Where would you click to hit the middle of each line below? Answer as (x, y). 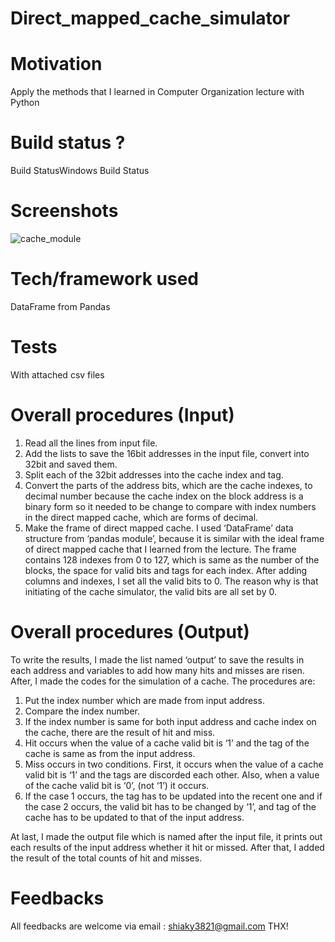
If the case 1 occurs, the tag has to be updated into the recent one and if (173, 796)
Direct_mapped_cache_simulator (150, 18)
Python (25, 103)
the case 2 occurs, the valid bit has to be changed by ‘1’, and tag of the (170, 806)
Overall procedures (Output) (130, 632)
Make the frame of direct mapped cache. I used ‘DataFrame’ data (159, 528)
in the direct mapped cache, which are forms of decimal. (141, 517)
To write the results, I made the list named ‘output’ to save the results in (157, 659)
